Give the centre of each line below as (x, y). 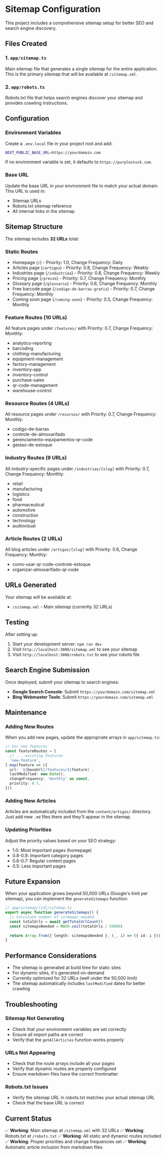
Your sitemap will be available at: (39, 597)
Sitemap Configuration (53, 9)
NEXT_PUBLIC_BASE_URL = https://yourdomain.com (53, 152)
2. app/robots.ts (25, 87)
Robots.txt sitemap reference (42, 206)
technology (24, 520)
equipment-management (38, 359)
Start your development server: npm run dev (57, 644)
